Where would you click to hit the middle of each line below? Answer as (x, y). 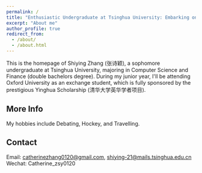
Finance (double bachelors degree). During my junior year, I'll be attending (98, 76)
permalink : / (23, 12)
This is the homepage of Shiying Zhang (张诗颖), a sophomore (83, 63)
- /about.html (29, 46)
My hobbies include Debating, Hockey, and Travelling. (73, 123)
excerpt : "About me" (32, 23)
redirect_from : (25, 34)
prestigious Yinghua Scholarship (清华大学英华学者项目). (76, 90)
